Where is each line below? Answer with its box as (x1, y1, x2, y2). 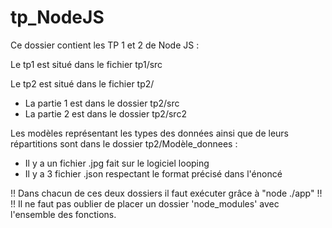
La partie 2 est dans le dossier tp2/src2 (24, 107, 187, 120)
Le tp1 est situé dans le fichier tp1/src (10, 58, 163, 70)
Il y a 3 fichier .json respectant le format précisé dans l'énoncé (24, 167, 283, 180)
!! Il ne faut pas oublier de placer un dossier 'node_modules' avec (10, 197, 280, 210)
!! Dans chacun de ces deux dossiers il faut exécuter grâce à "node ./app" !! (10, 187, 323, 199)
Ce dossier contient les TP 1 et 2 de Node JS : (10, 39, 200, 51)
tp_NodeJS (10, 6, 105, 29)
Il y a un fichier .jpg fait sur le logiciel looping (24, 157, 210, 169)
